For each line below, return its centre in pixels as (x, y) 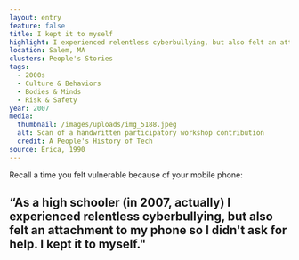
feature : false (37, 26)
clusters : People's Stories (61, 59)
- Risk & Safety (47, 100)
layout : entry (36, 17)
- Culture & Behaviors (59, 83)
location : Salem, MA (48, 51)
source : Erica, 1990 (48, 149)
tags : (19, 67)
